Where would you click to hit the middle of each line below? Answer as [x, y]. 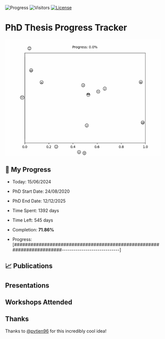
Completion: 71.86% [33, 229]
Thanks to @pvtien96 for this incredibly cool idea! [56, 331]
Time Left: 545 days [33, 220]
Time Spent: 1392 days [36, 210]
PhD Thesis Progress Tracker [66, 28]
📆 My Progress [28, 170]
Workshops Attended [39, 302]
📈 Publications [29, 266]
